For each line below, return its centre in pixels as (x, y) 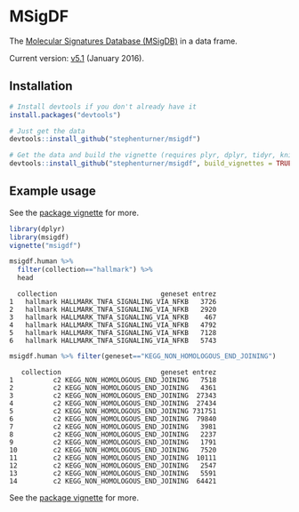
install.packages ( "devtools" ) (65, 115)
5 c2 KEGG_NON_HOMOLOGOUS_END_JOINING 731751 (113, 411)
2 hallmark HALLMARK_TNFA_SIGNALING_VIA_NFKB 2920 (113, 310)
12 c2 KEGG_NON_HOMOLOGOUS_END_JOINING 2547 (113, 465)
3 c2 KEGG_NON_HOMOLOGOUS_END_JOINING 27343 (113, 396)
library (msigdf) (39, 237)
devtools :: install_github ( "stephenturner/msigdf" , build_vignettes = (141, 164)
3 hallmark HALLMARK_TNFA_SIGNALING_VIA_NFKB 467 (113, 317)
